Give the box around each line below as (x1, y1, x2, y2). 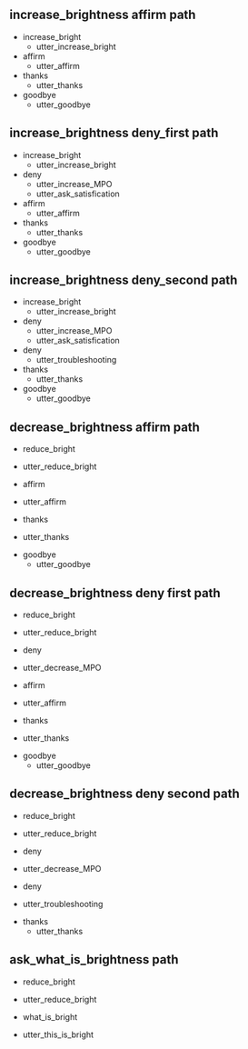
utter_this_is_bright (22, 1029, 94, 1040)
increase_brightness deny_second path (9, 273, 238, 288)
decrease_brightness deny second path (9, 786, 241, 802)
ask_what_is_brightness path (9, 952, 179, 967)
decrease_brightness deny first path (9, 585, 221, 601)
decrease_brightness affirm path (9, 419, 200, 435)
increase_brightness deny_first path (9, 125, 219, 141)
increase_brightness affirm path (9, 7, 196, 23)
